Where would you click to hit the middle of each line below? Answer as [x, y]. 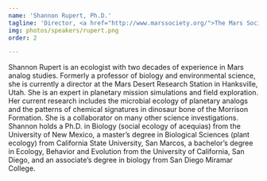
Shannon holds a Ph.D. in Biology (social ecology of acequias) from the [124, 126]
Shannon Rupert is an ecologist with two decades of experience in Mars [126, 67]
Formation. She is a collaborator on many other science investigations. [123, 118]
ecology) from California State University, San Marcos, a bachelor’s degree [131, 143]
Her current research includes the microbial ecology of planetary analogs [128, 101]
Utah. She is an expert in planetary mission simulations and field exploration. [133, 93]
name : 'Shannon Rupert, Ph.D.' [60, 15]
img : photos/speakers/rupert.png [64, 30]
